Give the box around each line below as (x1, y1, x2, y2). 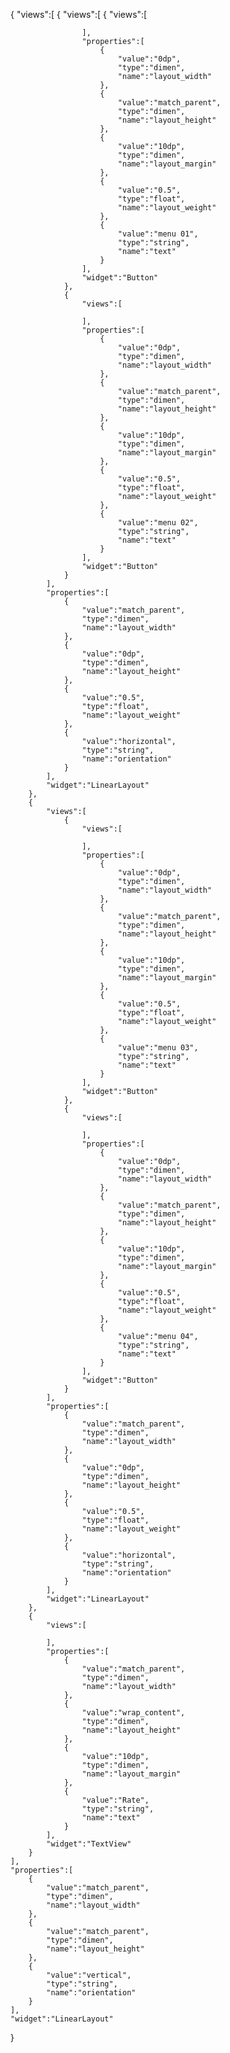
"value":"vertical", (46, 1970, 132, 1980)
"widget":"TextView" (46, 1839, 132, 1849)
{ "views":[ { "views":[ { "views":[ (10, 9, 148, 20)
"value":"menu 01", (117, 229, 199, 239)
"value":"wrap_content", (81, 1708, 186, 1718)
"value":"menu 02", (117, 518, 199, 528)
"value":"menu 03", (117, 1043, 199, 1053)
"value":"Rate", (81, 1795, 150, 1805)
